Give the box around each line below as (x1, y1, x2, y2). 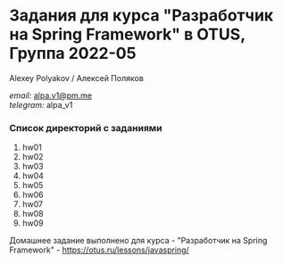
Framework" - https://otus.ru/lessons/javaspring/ (9, 244, 189, 255)
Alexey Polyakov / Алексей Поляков (9, 72, 145, 83)
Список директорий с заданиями (9, 121, 162, 134)
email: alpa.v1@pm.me (9, 90, 92, 101)
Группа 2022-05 (9, 44, 137, 63)
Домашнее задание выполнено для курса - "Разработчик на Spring (9, 235, 268, 246)
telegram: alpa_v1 (9, 99, 73, 110)
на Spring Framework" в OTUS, (9, 24, 246, 45)
